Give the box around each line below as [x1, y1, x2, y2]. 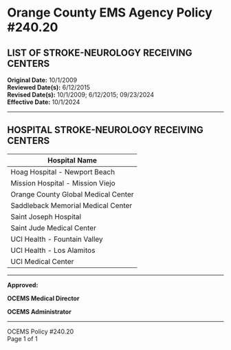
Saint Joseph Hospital [10, 212, 81, 221]
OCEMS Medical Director [7, 294, 80, 302]
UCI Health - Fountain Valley [10, 234, 103, 244]
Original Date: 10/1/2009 [7, 76, 78, 84]
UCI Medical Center [10, 256, 74, 266]
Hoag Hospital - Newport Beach [10, 167, 115, 176]
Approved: [7, 280, 38, 289]
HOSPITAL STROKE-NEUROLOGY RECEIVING [7, 124, 204, 136]
